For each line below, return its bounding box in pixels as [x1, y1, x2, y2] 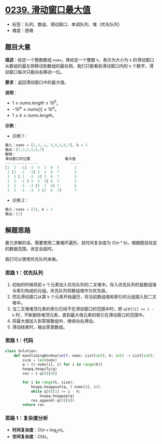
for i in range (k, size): [22, 380, 75, 385]
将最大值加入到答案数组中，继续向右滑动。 [12, 318, 97, 324]
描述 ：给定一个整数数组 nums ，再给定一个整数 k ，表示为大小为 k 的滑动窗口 [5, 57, 154, 63]
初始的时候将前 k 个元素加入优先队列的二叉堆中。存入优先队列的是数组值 [12, 281, 157, 287]
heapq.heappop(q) [39, 394, 75, 398]
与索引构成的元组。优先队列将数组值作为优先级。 [12, 287, 110, 294]
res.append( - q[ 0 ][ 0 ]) [30, 398, 75, 403]
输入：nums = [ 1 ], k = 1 [5, 207, 53, 212]
